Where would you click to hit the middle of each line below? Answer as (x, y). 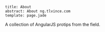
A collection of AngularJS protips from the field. (53, 24)
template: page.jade (26, 16)
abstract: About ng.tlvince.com (38, 11)
